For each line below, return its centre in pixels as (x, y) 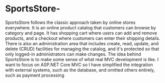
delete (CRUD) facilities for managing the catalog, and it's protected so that (82, 49)
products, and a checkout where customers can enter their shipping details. (83, 38)
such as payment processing (35, 75)
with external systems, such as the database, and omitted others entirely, (80, 70)
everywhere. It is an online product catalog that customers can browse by (81, 27)
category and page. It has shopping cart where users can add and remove (81, 33)
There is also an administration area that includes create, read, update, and (82, 43)
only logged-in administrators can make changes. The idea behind (73, 54)
